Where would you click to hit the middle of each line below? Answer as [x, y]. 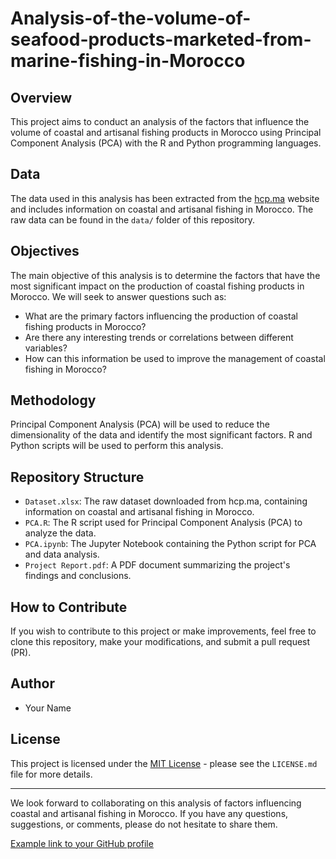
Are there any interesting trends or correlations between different [159, 337]
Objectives [45, 251]
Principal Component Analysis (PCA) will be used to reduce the [140, 424]
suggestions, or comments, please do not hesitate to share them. [144, 824]
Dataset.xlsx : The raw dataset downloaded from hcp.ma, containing [166, 501]
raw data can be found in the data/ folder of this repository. [132, 219]
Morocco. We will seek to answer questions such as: [118, 296]
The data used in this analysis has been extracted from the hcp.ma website [165, 198]
